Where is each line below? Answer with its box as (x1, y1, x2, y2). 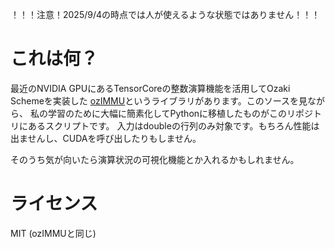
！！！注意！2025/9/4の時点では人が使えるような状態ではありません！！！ (10, 9, 321, 20)
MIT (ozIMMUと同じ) (10, 227, 97, 239)
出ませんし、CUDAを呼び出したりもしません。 (10, 132, 202, 144)
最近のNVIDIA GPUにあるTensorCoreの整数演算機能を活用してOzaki (10, 82, 291, 94)
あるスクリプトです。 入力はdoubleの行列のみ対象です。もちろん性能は (27, 119, 320, 132)
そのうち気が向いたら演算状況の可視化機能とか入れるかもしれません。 (10, 153, 300, 165)
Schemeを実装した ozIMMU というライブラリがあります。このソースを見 (10, 94, 308, 107)
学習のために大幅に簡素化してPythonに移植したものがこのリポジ (47, 107, 314, 119)
